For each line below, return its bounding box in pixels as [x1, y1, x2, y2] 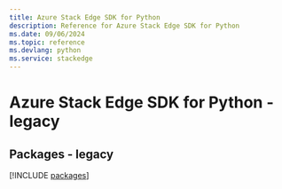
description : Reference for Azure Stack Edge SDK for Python [9, 21, 240, 30]
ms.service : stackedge [9, 54, 93, 63]
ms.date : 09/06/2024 [9, 29, 86, 38]
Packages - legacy [9, 146, 114, 161]
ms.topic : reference [9, 37, 86, 47]
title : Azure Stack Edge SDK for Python [9, 12, 161, 22]
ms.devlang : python [9, 46, 82, 55]
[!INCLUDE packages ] [9, 170, 90, 180]
